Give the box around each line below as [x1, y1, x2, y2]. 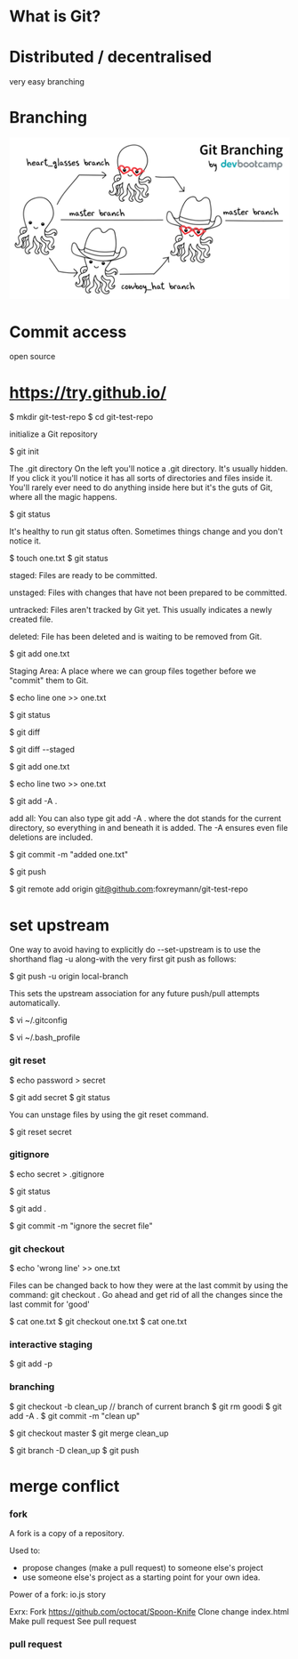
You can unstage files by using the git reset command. [9, 1109, 209, 1120]
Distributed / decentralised [9, 47, 213, 68]
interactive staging [9, 1339, 93, 1351]
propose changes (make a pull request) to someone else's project [21, 1563, 264, 1574]
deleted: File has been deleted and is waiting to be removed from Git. [9, 632, 262, 642]
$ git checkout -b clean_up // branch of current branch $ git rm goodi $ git [9, 1401, 282, 1412]
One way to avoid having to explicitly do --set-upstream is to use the [9, 945, 261, 955]
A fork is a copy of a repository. [9, 1528, 125, 1539]
